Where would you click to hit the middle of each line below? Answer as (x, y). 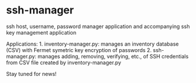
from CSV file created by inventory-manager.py (64, 63)
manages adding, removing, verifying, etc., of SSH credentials (113, 56)
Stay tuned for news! (32, 74)
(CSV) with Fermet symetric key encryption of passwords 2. (79, 50)
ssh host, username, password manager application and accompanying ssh (98, 26)
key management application (41, 32)
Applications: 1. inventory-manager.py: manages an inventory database (92, 44)
